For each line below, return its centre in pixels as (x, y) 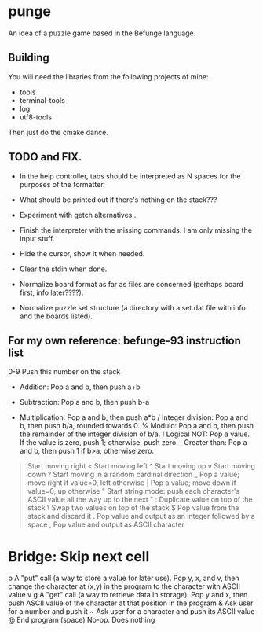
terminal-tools (42, 100)
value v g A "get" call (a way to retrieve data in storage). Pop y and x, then (128, 595)
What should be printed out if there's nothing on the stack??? (118, 200)
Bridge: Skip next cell (79, 556)
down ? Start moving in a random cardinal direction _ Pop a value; (133, 475)
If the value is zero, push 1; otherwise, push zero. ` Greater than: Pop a (133, 443)
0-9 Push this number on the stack (64, 372)
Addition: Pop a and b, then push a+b (80, 387)
